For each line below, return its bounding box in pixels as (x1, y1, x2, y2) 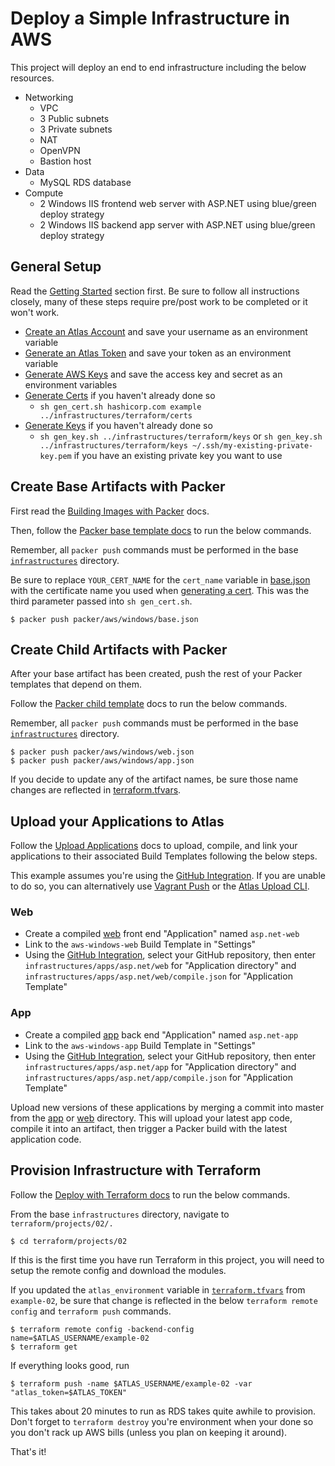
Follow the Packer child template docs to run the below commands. (10, 698, 288, 710)
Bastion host (39, 155, 92, 167)
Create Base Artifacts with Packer (10, 478, 226, 496)
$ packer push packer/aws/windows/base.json (10, 614, 199, 624)
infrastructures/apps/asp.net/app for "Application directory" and (24, 1060, 297, 1072)
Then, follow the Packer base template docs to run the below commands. (10, 524, 312, 536)
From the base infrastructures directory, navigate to (10, 1208, 230, 1220)
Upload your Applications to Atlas (10, 813, 225, 830)
